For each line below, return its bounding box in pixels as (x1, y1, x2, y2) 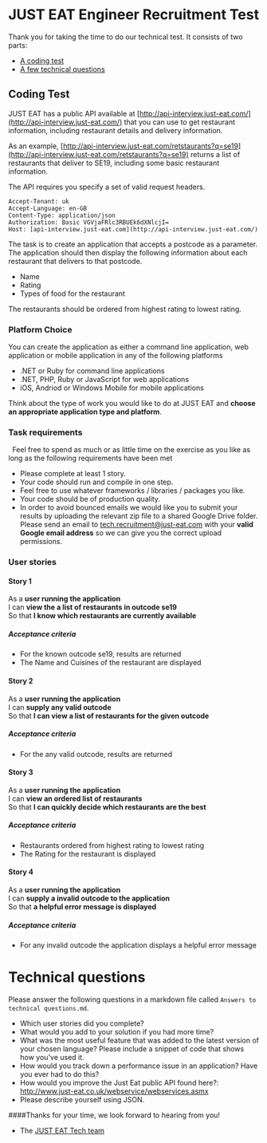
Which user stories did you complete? (19, 1019, 145, 1028)
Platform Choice (8, 324, 73, 335)
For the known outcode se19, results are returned (19, 649, 182, 659)
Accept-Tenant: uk (8, 197, 69, 205)
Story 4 (8, 867, 33, 877)
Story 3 (8, 767, 33, 777)
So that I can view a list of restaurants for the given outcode (8, 711, 210, 720)
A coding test (19, 56, 65, 65)
